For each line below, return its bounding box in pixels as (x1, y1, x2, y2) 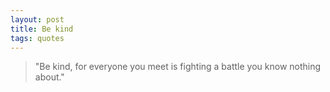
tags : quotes (10, 33, 65, 43)
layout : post (10, 14, 65, 25)
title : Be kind (10, 24, 74, 34)
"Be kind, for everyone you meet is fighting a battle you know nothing (34, 61, 322, 73)
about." (34, 71, 65, 83)
